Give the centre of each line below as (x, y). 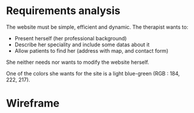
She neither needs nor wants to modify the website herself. (78, 62)
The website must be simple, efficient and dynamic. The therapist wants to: (97, 27)
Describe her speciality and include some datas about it (82, 44)
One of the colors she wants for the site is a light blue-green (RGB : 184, (93, 73)
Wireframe (33, 103)
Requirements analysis (63, 11)
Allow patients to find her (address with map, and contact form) (91, 50)
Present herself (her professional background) (71, 38)
